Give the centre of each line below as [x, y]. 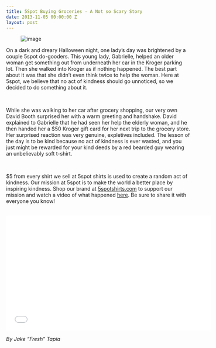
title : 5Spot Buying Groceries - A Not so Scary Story [74, 11]
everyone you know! [31, 201]
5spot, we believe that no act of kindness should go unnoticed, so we [90, 81]
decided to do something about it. [47, 88]
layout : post [22, 22]
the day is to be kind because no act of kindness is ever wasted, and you [94, 142]
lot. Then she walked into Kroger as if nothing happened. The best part [92, 69]
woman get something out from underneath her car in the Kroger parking [94, 63]
